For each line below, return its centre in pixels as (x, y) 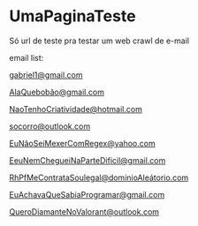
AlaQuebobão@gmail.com (57, 92)
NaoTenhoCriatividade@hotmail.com (76, 109)
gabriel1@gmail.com (46, 75)
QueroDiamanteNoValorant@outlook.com (84, 211)
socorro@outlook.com (50, 126)
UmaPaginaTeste (72, 16)
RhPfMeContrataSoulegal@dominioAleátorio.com (99, 177)
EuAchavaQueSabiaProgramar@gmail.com (87, 194)
